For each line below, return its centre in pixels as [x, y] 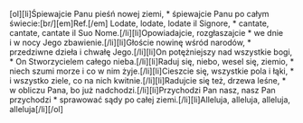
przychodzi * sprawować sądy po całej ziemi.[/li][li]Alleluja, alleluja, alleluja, [150, 100]
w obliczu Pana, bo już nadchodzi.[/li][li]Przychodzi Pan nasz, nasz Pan [142, 90]
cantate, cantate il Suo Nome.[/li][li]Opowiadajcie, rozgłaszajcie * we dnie [146, 33]
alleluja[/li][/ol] [36, 109]
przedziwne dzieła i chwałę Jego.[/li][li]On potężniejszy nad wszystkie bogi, [151, 52]
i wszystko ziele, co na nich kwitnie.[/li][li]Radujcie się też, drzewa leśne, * [148, 80]
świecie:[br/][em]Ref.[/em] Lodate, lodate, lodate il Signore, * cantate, [139, 23]
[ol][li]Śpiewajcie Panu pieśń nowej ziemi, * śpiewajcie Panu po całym [139, 14]
